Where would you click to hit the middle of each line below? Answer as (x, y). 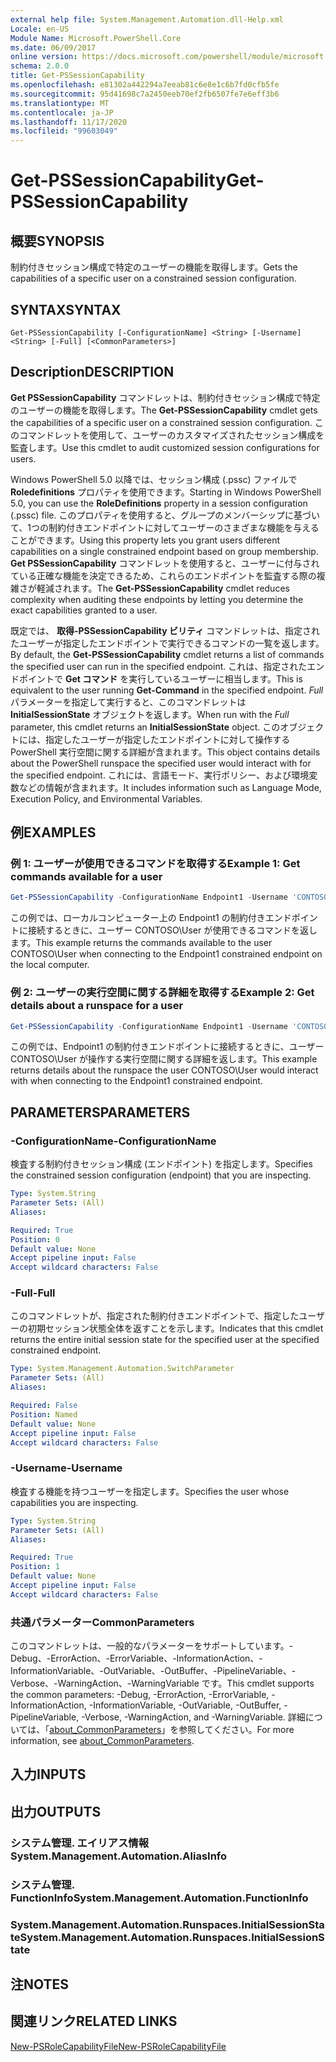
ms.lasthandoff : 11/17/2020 (69, 122)
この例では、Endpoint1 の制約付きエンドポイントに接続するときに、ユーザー (167, 1047)
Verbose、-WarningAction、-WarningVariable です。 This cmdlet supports (162, 1683)
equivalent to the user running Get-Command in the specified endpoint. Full (167, 690)
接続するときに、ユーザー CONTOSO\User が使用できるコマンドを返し (172, 930)
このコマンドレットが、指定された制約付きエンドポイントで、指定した (155, 1316)
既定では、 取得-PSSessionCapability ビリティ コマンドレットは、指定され (165, 630)
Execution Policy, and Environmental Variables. (106, 798)
